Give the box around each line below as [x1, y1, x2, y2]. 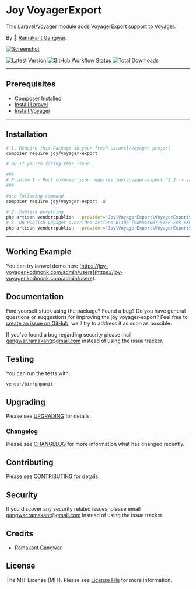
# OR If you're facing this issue [6, 161, 90, 167]
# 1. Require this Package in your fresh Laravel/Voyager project [6, 145, 171, 151]
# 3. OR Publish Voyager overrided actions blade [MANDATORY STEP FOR [6, 220, 181, 226]
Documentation [6, 292, 64, 302]
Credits [6, 528, 34, 538]
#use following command [6, 193, 64, 199]
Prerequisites [6, 79, 56, 89]
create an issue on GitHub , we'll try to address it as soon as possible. [6, 320, 172, 327]
